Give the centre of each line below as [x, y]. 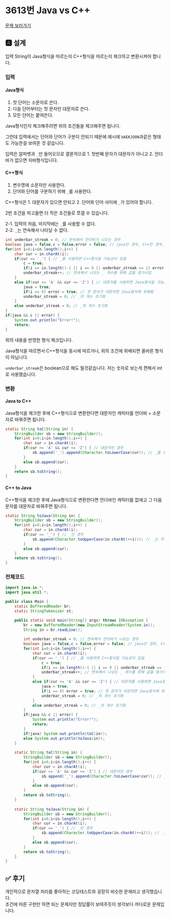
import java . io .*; [25, 588]
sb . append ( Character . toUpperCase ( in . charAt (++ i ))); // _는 [95, 539]
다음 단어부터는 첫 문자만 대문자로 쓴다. [51, 109]
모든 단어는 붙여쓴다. [33, 115]
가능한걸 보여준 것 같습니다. [37, 143]
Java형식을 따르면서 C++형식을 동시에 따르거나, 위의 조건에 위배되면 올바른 [80, 351]
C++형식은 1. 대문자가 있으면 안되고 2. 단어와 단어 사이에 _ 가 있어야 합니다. [79, 202]
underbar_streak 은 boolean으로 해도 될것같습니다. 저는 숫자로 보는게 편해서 [80, 368]
